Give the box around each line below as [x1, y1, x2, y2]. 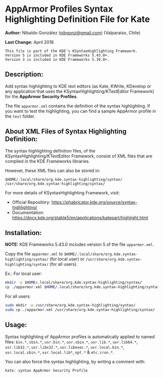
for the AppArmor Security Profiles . [5, 93, 78, 99]
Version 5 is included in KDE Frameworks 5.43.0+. [5, 52, 110, 58]
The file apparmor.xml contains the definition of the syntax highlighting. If [5, 103, 150, 109]
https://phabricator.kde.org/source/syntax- [51, 199, 137, 205]
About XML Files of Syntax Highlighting [5, 127, 127, 136]
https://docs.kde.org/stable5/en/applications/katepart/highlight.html [12, 215, 148, 221]
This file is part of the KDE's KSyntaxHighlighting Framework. [5, 49, 138, 53]
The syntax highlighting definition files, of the [5, 148, 96, 154]
